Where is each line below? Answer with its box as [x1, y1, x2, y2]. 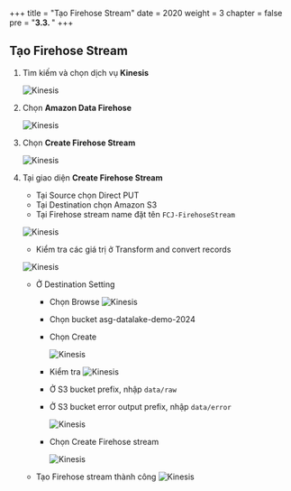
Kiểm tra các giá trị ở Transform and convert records [35, 244, 232, 255]
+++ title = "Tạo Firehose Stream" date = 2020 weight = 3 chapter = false [9, 8, 283, 18]
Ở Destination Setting [35, 279, 115, 290]
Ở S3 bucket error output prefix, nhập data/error [49, 401, 232, 412]
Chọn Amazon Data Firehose [22, 102, 132, 113]
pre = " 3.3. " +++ [9, 17, 74, 28]
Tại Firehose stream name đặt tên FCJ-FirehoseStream [35, 208, 236, 219]
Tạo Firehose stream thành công [35, 471, 157, 482]
